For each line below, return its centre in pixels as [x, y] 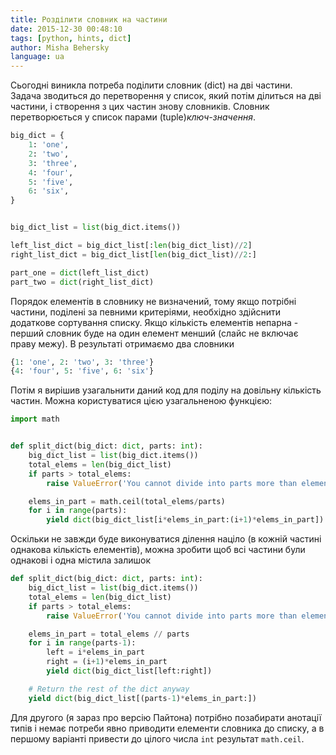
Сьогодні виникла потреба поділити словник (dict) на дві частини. [151, 85]
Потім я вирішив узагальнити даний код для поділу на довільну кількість [166, 390]
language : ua [37, 57]
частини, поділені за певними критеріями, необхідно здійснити [146, 312]
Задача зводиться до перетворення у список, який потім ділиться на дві [166, 96]
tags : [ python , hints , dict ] [71, 38]
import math [35, 419]
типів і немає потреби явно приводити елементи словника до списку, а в [167, 728]
